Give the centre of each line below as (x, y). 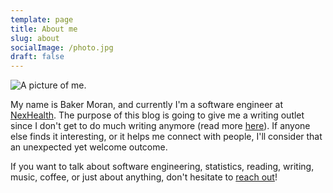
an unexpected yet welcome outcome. (89, 147)
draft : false (37, 57)
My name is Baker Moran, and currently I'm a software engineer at (146, 105)
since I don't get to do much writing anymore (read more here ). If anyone (160, 126)
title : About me (44, 29)
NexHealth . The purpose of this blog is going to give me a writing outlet (157, 115)
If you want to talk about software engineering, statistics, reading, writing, (162, 167)
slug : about (35, 38)
